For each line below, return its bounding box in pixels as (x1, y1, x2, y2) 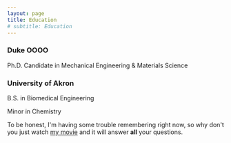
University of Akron (7, 78, 74, 88)
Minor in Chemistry (7, 107, 62, 115)
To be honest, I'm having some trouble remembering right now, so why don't (7, 120, 224, 129)
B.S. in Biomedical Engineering (7, 93, 94, 102)
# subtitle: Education (7, 23, 72, 30)
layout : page (7, 10, 45, 17)
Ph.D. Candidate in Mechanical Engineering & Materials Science (7, 61, 188, 69)
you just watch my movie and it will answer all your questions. (7, 128, 183, 136)
